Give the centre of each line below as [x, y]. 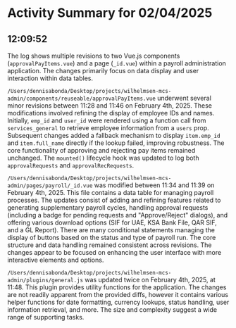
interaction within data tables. [50, 78]
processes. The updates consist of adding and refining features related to [114, 200]
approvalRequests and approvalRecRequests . [71, 165]
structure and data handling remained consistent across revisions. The [110, 245]
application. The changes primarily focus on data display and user [103, 71]
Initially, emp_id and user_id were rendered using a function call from [107, 120]
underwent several [184, 98]
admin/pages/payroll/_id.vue [50, 186]
